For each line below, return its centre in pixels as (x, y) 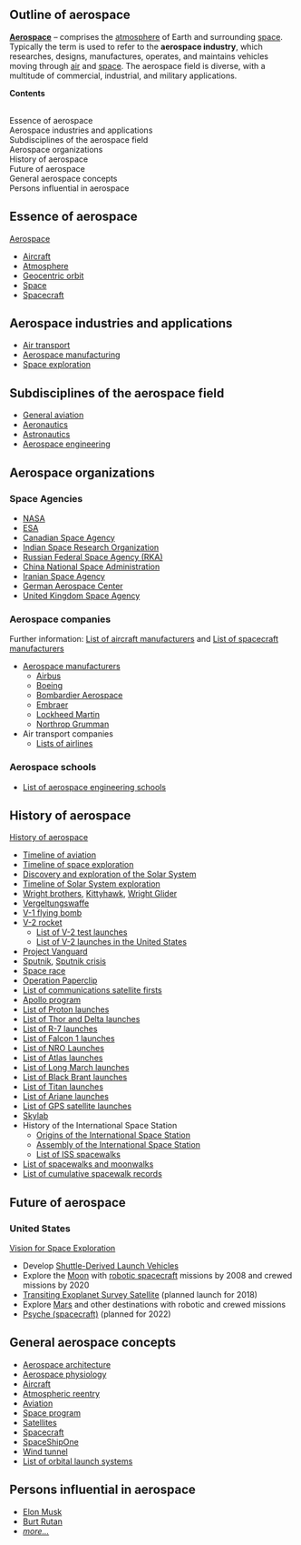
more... (36, 1530)
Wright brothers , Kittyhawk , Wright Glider (100, 894)
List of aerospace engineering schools (94, 787)
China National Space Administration (91, 567)
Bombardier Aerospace (79, 696)
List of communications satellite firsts (92, 990)
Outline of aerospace (70, 15)
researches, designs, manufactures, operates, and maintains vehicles (139, 56)
